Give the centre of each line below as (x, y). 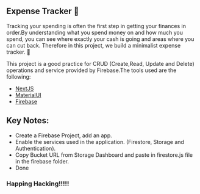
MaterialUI (28, 95)
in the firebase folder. (42, 161)
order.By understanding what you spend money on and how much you (95, 32)
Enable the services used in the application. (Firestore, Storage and (100, 142)
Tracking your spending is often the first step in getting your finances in (96, 26)
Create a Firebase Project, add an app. (64, 135)
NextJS (24, 88)
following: (19, 76)
